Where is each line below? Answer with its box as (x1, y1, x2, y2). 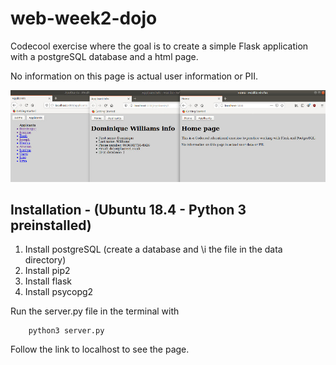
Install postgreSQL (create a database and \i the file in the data (24, 243, 283, 256)
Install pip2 (24, 265, 71, 277)
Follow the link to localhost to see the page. (10, 343, 190, 356)
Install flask (24, 275, 72, 287)
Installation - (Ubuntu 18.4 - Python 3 (10, 202, 247, 219)
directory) (24, 254, 67, 266)
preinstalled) (10, 217, 92, 234)
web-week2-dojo (10, 7, 158, 30)
